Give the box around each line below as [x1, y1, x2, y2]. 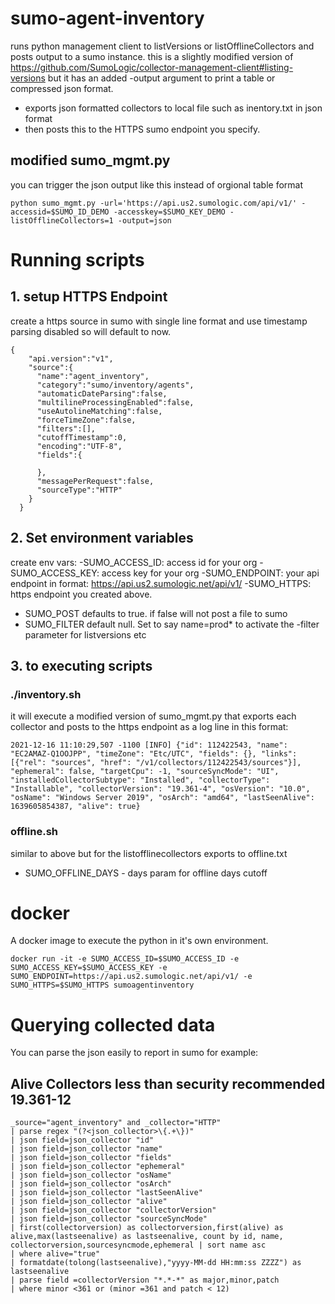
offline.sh [10, 825, 58, 839]
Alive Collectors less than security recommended [10, 1075, 326, 1092]
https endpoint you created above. [10, 588, 153, 600]
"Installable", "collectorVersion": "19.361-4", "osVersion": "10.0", [10, 784, 311, 794]
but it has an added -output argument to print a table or [47, 72, 276, 84]
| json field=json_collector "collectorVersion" [10, 1205, 217, 1216]
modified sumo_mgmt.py [10, 152, 171, 169]
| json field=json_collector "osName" [10, 1170, 172, 1181]
